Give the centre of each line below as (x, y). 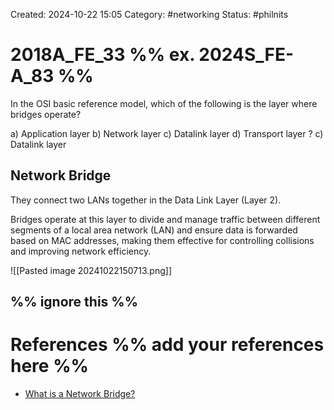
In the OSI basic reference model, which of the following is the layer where (164, 103)
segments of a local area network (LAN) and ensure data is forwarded (154, 230)
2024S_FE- (246, 55)
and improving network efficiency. (81, 251)
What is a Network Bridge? (80, 394)
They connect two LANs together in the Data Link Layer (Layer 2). (146, 200)
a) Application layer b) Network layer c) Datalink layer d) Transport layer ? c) (167, 133)
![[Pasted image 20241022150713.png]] (91, 270)
